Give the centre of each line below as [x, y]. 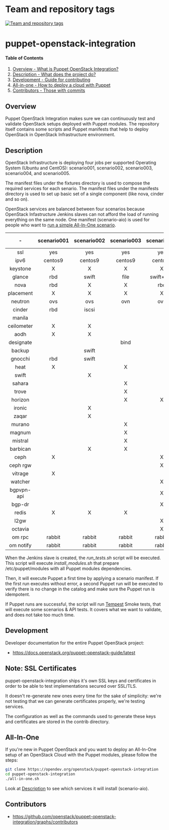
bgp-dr [20, 504]
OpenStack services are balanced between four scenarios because [75, 209]
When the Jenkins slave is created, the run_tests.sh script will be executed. [83, 558]
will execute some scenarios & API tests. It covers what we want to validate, [83, 609]
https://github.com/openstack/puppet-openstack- [64, 816]
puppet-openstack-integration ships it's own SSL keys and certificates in [81, 680]
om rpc [20, 537]
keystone [20, 268]
